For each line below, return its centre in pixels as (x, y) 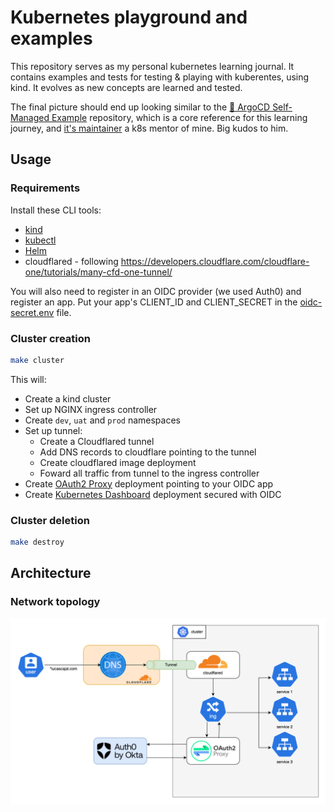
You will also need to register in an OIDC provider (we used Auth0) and (156, 291)
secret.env (32, 312)
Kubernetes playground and (129, 17)
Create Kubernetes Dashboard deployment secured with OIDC (153, 494)
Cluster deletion (50, 520)
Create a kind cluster (68, 398)
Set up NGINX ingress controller (91, 409)
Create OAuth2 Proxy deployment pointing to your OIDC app (149, 483)
